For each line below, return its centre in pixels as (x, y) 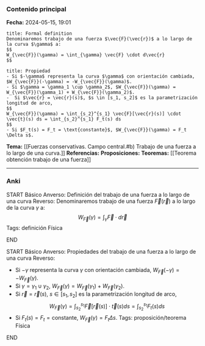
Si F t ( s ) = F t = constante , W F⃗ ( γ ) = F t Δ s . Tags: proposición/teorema (101, 318)
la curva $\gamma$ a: (34, 45)
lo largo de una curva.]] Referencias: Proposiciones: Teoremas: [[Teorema (102, 153)
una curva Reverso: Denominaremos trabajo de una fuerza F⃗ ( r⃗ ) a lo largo (101, 201)
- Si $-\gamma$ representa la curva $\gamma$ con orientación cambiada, (101, 76)
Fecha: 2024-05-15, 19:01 (39, 23)
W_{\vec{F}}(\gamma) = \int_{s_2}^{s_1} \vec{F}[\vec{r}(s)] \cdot (94, 114)
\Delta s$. (20, 135)
